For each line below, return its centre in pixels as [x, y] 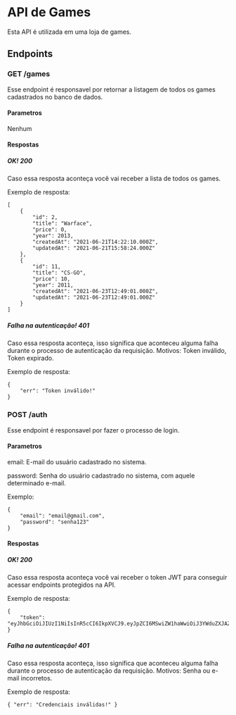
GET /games [29, 74]
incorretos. [37, 678]
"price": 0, [50, 230]
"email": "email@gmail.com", [63, 516]
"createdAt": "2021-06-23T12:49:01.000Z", [96, 292]
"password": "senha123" [55, 522]
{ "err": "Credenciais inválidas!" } [63, 705]
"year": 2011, [53, 285]
